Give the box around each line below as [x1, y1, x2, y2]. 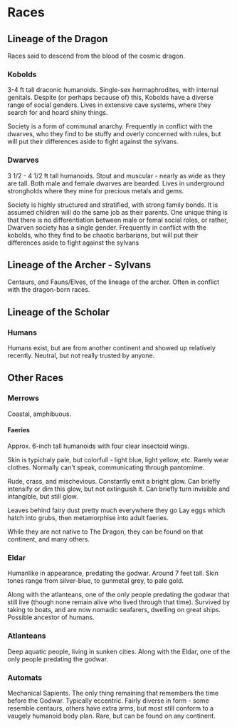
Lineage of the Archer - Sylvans [7, 258, 152, 271]
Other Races [7, 372, 64, 384]
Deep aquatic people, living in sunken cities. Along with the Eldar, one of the [7, 647, 231, 656]
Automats [7, 672, 43, 682]
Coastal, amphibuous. [7, 410, 72, 418]
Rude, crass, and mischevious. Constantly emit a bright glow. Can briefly [7, 477, 221, 485]
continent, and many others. [7, 534, 90, 543]
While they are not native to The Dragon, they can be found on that [7, 527, 204, 536]
